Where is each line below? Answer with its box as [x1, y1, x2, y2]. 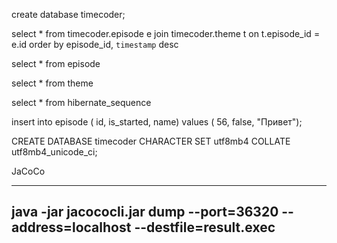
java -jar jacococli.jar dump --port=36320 [11, 204, 279, 221]
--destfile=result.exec [134, 219, 276, 236]
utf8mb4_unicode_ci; [11, 146, 98, 158]
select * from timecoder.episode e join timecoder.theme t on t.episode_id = [11, 28, 321, 39]
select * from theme [11, 77, 94, 89]
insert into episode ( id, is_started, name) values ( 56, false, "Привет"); [11, 116, 303, 128]
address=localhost [11, 219, 132, 236]
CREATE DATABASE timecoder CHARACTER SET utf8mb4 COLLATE [11, 135, 291, 147]
